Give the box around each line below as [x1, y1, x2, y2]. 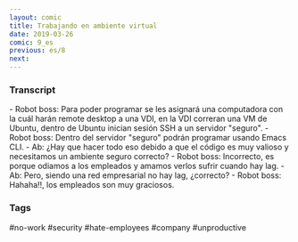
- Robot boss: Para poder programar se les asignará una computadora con [9, 104, 284, 115]
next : [9, 54, 29, 63]
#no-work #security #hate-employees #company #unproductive [9, 222, 247, 232]
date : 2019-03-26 [9, 29, 74, 38]
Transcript [9, 84, 56, 96]
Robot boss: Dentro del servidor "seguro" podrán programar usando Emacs [9, 133, 287, 143]
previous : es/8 [9, 46, 66, 55]
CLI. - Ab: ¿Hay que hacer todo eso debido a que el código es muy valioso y [9, 141, 289, 152]
